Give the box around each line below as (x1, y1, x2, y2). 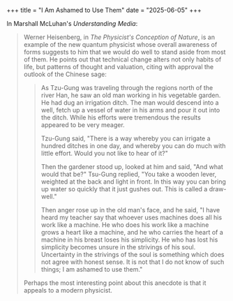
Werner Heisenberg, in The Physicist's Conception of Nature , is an (23, 33, 216, 41)
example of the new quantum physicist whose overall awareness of (23, 41, 218, 48)
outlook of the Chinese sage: (23, 70, 107, 78)
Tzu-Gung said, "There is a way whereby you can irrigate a (40, 134, 211, 142)
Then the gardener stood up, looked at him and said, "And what (40, 163, 224, 170)
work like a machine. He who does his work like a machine (40, 221, 209, 229)
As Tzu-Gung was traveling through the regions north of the (40, 84, 213, 91)
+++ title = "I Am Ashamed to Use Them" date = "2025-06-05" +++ (6, 6, 202, 14)
